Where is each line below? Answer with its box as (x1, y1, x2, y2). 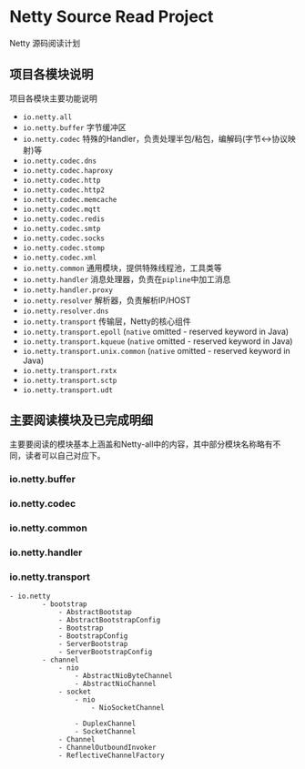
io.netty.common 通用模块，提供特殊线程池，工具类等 (22, 262, 223, 273)
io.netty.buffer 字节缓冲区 (22, 121, 127, 133)
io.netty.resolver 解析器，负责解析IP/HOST (22, 294, 191, 306)
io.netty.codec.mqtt (22, 205, 101, 214)
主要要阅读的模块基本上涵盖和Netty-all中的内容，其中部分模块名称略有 (9, 439, 273, 450)
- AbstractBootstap (57, 607, 132, 616)
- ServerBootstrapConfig (57, 647, 153, 656)
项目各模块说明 (9, 66, 94, 83)
